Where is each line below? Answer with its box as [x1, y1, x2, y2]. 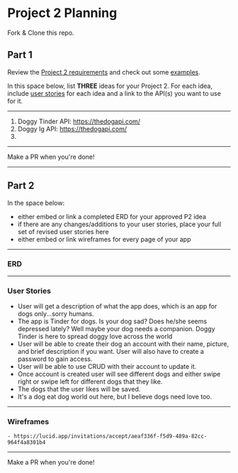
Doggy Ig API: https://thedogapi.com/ [17, 124, 127, 133]
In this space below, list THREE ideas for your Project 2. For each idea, [7, 82, 213, 90]
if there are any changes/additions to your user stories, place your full [17, 220, 222, 228]
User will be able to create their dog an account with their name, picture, [17, 340, 229, 348]
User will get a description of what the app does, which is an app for [17, 302, 217, 311]
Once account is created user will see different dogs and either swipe [17, 370, 221, 379]
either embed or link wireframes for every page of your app [17, 235, 191, 243]
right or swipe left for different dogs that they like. [17, 377, 163, 386]
